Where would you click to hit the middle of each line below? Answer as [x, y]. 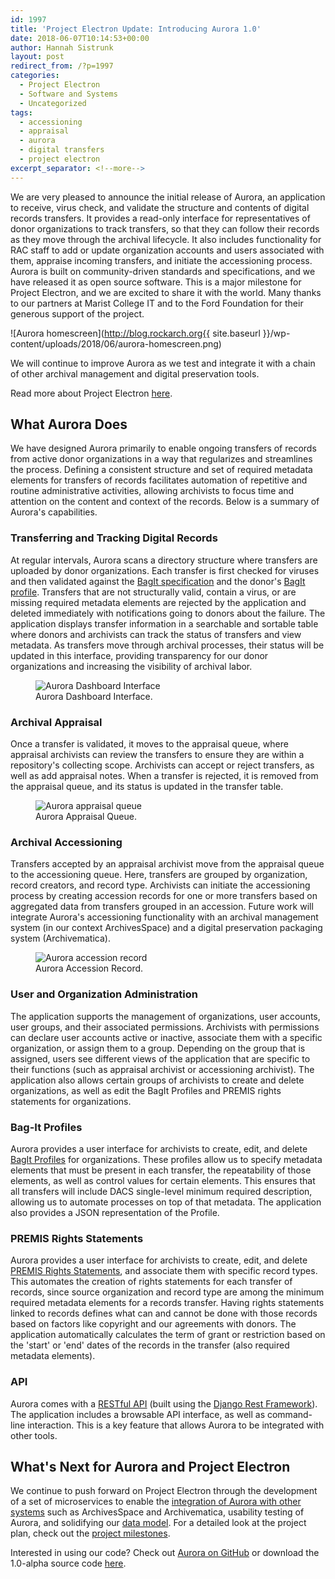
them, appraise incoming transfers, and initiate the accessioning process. [161, 260]
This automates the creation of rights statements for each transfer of [151, 1282]
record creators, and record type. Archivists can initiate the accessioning [160, 885]
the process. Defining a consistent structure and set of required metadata [161, 470]
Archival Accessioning [66, 842]
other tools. [34, 1435]
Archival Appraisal [56, 722]
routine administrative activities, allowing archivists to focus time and [152, 491]
